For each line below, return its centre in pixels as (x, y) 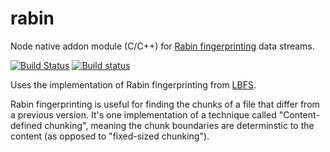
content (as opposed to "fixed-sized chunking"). (110, 136)
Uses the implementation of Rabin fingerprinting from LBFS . (133, 84)
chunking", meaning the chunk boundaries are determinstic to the (179, 125)
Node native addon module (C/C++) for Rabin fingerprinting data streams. (162, 46)
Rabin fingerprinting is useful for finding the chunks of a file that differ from (165, 104)
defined (26, 125)
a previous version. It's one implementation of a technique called (143, 114)
